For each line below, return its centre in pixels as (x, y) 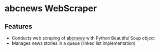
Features (18, 26)
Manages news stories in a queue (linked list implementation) (74, 43)
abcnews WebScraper (51, 8)
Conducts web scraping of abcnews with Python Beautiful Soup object (83, 38)
